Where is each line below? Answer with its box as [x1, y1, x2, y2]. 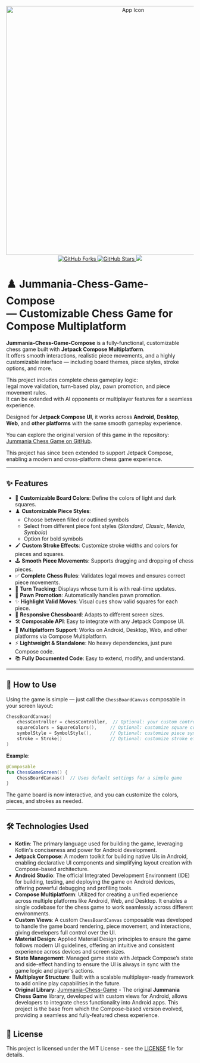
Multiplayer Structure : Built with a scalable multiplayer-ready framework [14, 973, 194, 980]
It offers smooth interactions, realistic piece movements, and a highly [6, 352, 176, 359]
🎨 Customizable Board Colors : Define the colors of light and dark [14, 494, 176, 502]
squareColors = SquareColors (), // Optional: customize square [17, 725, 187, 731]
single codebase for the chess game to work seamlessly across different [14, 903, 193, 911]
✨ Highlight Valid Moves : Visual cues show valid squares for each [14, 598, 179, 605]
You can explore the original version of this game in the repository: [6, 431, 170, 438]
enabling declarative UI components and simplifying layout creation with [14, 859, 192, 866]
